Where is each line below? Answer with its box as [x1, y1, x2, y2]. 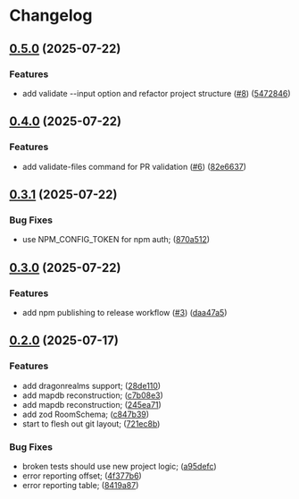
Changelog [9, 5, 93, 26]
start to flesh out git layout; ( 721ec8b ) [21, 418, 161, 429]
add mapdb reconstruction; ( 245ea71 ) [21, 399, 162, 410]
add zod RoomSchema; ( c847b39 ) [21, 409, 150, 419]
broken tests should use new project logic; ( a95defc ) [21, 461, 217, 471]
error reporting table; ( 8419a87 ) [21, 479, 139, 490]
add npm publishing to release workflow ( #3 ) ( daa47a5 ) [21, 307, 228, 317]
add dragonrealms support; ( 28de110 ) [21, 380, 162, 391]
